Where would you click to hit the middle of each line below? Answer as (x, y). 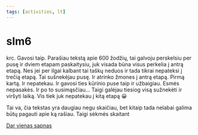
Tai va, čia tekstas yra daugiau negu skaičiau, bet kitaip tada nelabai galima (99, 108)
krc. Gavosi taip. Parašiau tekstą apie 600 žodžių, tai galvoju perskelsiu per (99, 58)
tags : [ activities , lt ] (36, 12)
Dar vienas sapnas (29, 125)
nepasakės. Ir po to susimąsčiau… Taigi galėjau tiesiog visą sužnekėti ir (94, 90)
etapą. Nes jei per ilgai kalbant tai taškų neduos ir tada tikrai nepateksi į (94, 70)
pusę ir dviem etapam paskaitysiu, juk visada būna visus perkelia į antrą (95, 64)
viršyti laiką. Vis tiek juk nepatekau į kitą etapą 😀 (67, 96)
